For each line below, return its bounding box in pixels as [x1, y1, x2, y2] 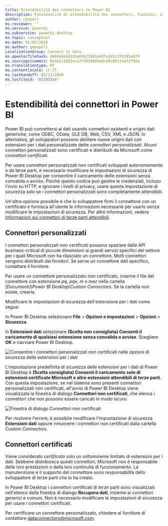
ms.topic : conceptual [5, 35, 50, 40]
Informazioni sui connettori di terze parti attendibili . [5, 214, 110, 220]
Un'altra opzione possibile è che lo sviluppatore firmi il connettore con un [5, 198, 156, 204]
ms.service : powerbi [5, 26, 48, 31]
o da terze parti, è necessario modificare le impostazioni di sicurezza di [5, 167, 152, 173]
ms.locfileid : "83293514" [5, 77, 59, 82]
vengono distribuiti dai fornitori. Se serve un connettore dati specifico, [5, 258, 149, 264]
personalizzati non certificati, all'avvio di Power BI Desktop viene [5, 385, 138, 391]
